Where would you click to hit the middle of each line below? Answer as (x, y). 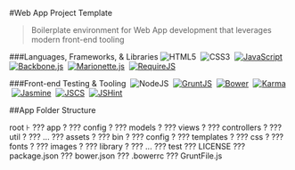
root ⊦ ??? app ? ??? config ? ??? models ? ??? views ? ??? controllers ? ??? (146, 127)
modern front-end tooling (78, 40)
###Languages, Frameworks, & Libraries (84, 57)
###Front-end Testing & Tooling (68, 83)
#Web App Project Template (61, 13)
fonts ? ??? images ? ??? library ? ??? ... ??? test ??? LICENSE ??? (127, 146)
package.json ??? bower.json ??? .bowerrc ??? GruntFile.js (116, 156)
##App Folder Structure (53, 110)
